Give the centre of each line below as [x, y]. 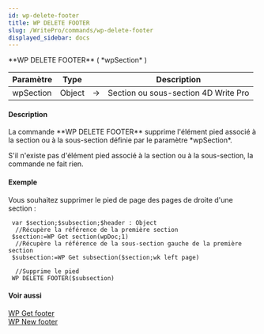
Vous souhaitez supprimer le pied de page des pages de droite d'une [121, 199]
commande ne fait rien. [46, 164]
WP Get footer [32, 313]
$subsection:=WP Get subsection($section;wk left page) [106, 257]
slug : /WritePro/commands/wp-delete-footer [81, 30]
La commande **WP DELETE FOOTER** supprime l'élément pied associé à [132, 132]
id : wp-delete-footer [44, 15]
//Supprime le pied [47, 271]
